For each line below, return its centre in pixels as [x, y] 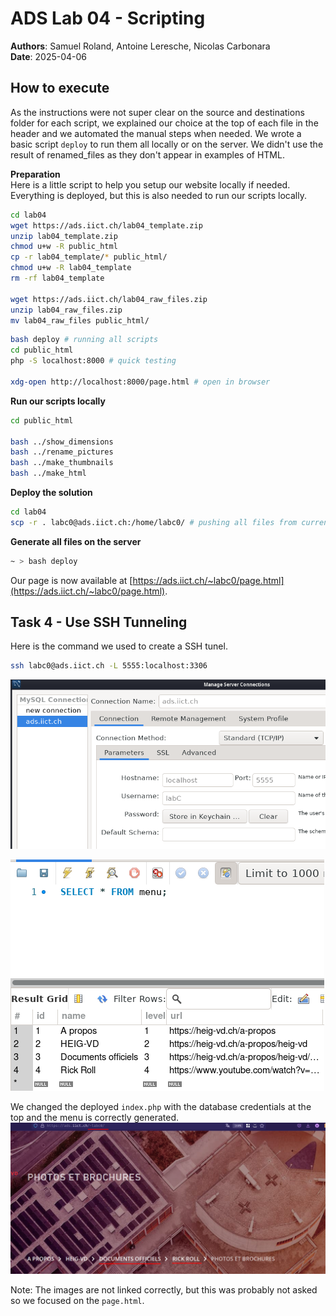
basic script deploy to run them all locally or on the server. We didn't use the [167, 144]
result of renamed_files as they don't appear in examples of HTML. [147, 154]
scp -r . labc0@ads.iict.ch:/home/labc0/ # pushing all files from [154, 522]
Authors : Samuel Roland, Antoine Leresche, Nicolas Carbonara [140, 46]
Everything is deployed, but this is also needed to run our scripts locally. [158, 195]
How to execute [60, 88]
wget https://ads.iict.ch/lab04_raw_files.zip [109, 299]
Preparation [35, 174]
